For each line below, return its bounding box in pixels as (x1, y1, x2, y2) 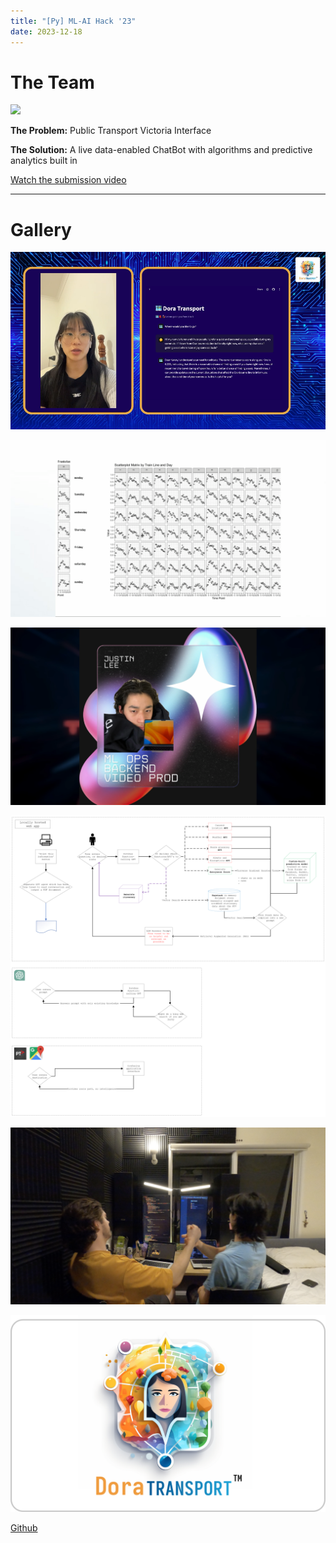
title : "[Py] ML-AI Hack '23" (10, 16, 137, 26)
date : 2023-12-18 (10, 26, 83, 37)
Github (10, 1521, 38, 1534)
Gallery (10, 218, 72, 241)
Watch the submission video (10, 174, 127, 186)
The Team (10, 71, 95, 94)
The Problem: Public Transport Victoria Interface (10, 125, 212, 137)
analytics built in (10, 155, 78, 167)
